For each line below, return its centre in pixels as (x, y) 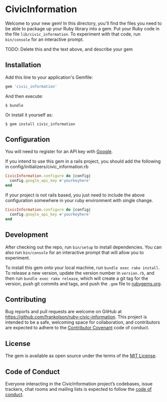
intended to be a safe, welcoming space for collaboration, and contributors (82, 322)
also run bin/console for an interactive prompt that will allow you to (75, 252)
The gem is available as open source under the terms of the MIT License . (81, 356)
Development (27, 235)
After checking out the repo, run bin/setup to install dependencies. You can (83, 247)
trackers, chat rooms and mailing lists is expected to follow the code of (78, 389)
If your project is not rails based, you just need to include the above (75, 195)
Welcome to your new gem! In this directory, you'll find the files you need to (83, 23)
